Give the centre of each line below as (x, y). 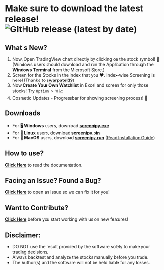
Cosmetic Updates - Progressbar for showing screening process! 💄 (80, 98)
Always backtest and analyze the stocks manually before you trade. (80, 257)
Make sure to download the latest (74, 9)
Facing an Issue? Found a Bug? (53, 180)
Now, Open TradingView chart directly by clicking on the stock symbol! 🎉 (86, 59)
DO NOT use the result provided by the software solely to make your (81, 247)
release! (22, 19)
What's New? (26, 47)
